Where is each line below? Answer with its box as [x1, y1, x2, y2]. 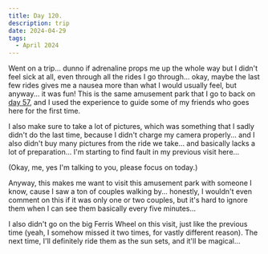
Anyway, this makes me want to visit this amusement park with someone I [8, 178, 253, 188]
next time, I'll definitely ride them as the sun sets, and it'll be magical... [8, 236, 241, 246]
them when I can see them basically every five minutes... [8, 204, 197, 213]
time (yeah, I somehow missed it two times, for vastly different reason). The [8, 228, 258, 237]
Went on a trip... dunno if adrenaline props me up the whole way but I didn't [8, 63, 258, 73]
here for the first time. [8, 106, 81, 116]
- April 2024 [15, 42, 59, 50]
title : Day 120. [8, 11, 63, 20]
